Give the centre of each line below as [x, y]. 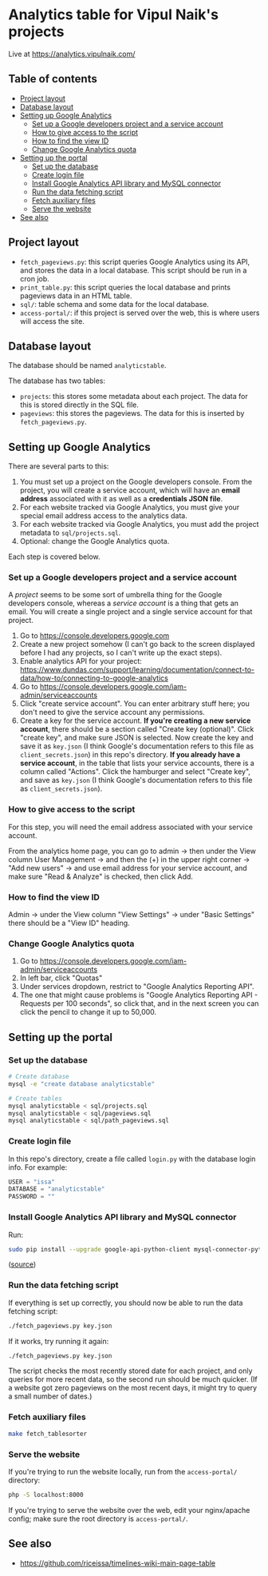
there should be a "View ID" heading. [69, 923]
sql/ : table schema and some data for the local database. [114, 304]
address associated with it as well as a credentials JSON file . [121, 499]
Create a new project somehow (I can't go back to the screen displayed [137, 644]
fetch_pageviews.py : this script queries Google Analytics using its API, [135, 261]
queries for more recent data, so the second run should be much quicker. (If [133, 1379]
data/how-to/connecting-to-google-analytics [94, 678]
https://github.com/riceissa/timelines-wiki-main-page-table [118, 1563]
